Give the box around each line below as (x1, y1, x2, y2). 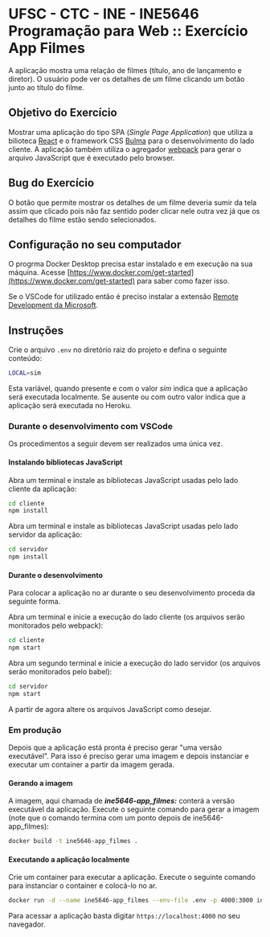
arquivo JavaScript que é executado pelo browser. (8, 153, 175, 162)
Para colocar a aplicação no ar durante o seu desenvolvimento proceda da (8, 588, 256, 598)
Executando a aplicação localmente (8, 854, 130, 864)
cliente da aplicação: (8, 484, 77, 493)
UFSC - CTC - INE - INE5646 (8, 5, 199, 23)
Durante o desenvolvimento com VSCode (8, 420, 173, 432)
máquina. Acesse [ (8, 268, 71, 277)
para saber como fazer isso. (136, 276, 230, 286)
